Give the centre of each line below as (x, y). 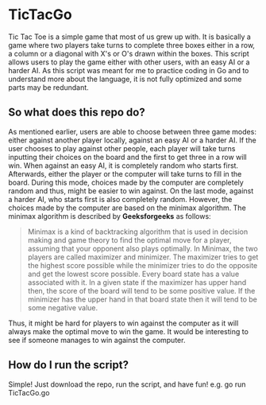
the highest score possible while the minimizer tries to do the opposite (143, 265)
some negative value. (63, 307)
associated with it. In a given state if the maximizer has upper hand (137, 282)
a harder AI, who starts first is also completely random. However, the (120, 199)
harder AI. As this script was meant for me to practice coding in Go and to (129, 70)
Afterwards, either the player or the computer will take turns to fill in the (125, 173)
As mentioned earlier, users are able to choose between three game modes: (132, 131)
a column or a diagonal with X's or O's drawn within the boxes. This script (129, 53)
